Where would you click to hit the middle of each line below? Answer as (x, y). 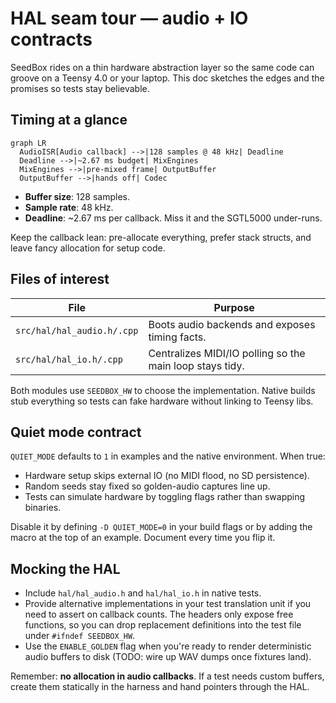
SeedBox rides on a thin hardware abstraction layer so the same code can (162, 67)
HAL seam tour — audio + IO (129, 18)
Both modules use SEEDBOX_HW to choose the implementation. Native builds (163, 390)
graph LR (28, 143)
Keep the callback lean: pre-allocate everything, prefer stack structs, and (161, 237)
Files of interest (60, 279)
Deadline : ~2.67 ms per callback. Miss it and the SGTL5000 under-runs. (173, 218)
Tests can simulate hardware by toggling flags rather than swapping (165, 497)
